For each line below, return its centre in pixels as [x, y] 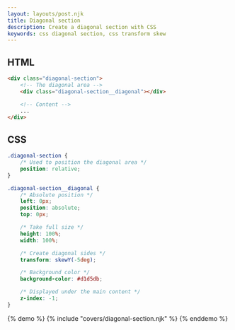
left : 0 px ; [36, 201]
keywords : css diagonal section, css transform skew [87, 34]
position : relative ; [50, 169]
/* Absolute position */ [57, 195]
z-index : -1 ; [39, 298]
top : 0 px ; [35, 215]
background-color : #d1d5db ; [61, 279]
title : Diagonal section [44, 20]
